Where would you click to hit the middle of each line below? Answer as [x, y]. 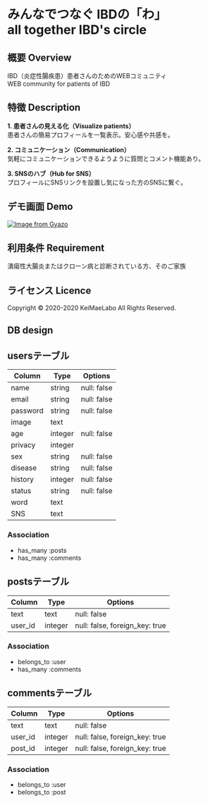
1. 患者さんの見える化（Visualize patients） [71, 126]
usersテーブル [38, 356]
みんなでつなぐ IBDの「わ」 [87, 14]
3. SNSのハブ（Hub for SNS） [51, 173]
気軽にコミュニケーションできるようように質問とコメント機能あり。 [106, 158]
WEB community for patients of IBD [59, 84]
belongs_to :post [42, 792]
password [27, 411]
